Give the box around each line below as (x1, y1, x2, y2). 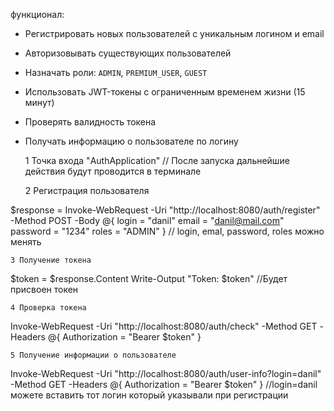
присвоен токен (10, 284, 79, 295)
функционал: (10, 9, 65, 20)
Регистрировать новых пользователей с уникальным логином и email (24, 28, 325, 39)
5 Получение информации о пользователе (10, 350, 177, 360)
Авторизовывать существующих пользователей (24, 47, 232, 59)
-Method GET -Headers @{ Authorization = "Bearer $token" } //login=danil (10, 379, 318, 390)
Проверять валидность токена (24, 116, 157, 128)
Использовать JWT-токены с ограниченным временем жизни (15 (24, 86, 306, 98)
